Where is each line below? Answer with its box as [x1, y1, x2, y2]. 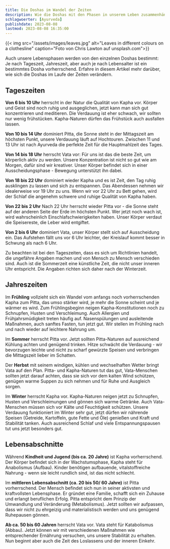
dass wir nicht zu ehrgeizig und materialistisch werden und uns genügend [5, 506, 159, 513]
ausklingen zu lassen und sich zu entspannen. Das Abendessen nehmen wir [5, 183, 164, 189]
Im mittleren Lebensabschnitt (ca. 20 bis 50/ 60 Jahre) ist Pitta [5, 479, 139, 486]
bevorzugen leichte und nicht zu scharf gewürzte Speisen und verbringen [5, 347, 159, 353]
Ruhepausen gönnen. [5, 512, 50, 518]
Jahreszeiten [5, 280, 48, 289]
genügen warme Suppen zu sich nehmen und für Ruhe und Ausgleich [5, 378, 151, 384]
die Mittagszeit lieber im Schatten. [5, 352, 76, 358]
